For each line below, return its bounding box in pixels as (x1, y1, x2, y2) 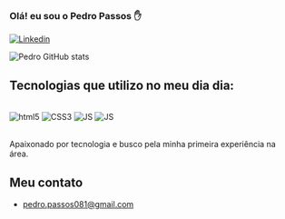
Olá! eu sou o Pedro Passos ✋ (9, 9, 142, 22)
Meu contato (9, 174, 84, 190)
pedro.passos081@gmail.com (22, 198, 134, 209)
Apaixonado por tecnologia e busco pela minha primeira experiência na (9, 139, 277, 150)
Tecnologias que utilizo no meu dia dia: (9, 77, 234, 93)
